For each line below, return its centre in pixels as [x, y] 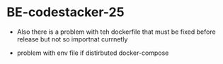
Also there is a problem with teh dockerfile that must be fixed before [116, 32]
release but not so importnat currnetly [72, 39]
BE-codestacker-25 [65, 12]
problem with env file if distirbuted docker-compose [93, 53]
